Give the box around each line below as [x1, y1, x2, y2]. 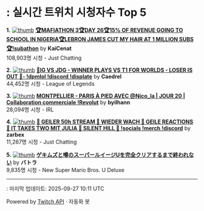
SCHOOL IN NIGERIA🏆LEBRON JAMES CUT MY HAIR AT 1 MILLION [6, 35, 178, 43]
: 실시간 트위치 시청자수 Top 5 [6, 5, 147, 19]
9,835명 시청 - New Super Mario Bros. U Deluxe [6, 166, 124, 173]
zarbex [6, 131, 25, 138]
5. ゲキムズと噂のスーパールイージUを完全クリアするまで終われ [6, 151, 189, 158]
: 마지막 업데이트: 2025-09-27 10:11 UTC [6, 185, 104, 192]
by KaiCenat [39, 44, 72, 52]
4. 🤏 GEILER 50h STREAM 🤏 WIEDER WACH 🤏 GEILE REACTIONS [6, 118, 194, 125]
